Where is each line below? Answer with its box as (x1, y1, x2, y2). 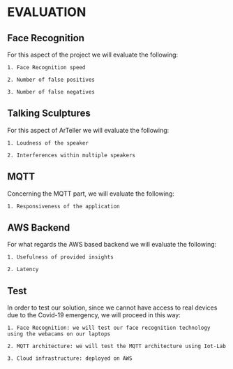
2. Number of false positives (7, 76, 96, 83)
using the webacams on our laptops (7, 331, 111, 338)
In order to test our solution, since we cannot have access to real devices (7, 303, 218, 312)
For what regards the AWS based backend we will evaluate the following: (7, 240, 217, 249)
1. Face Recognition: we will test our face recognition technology (7, 324, 211, 332)
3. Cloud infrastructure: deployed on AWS (7, 355, 133, 362)
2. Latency (7, 266, 39, 273)
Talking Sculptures (7, 108, 91, 120)
